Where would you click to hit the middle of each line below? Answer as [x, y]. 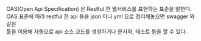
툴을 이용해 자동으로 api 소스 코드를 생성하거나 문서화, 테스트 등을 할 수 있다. [97, 31]
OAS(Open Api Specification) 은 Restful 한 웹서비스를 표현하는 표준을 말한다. [99, 9]
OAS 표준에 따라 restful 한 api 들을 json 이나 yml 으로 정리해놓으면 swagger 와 [100, 16]
